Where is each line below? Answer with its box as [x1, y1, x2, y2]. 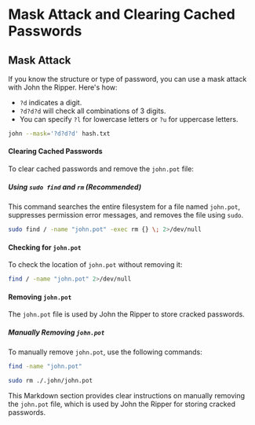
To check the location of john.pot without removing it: [8, 260, 183, 269]
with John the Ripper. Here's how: [8, 82, 118, 92]
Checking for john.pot [8, 242, 82, 252]
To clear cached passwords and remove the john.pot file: [8, 164, 195, 174]
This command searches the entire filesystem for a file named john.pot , [8, 202, 241, 211]
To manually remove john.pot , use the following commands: [8, 347, 202, 357]
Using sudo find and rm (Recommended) [8, 182, 142, 192]
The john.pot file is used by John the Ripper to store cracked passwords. [8, 310, 245, 319]
